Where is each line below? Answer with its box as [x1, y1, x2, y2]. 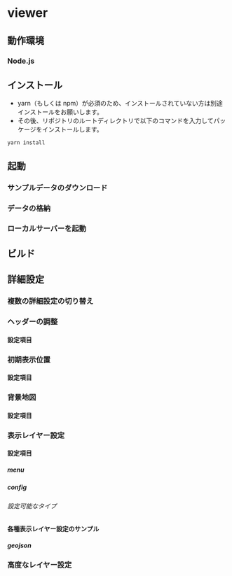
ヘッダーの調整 [7, 317, 58, 327]
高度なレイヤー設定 [7, 560, 72, 570]
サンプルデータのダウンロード [7, 183, 108, 192]
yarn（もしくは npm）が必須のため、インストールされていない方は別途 [17, 99, 223, 108]
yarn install [7, 139, 46, 146]
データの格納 [7, 203, 51, 213]
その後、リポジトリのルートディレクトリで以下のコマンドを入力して [17, 117, 214, 125]
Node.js [7, 56, 35, 66]
